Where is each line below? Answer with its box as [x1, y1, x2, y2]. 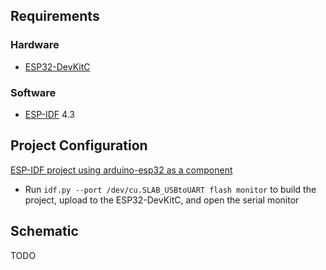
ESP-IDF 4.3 [24, 108, 75, 120]
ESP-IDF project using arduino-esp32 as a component [10, 164, 233, 176]
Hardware [10, 38, 60, 52]
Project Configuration [10, 137, 148, 154]
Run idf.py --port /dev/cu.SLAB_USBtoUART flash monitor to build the [24, 183, 317, 195]
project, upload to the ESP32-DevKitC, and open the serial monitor [24, 194, 300, 206]
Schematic [10, 223, 79, 240]
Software [10, 85, 57, 99]
